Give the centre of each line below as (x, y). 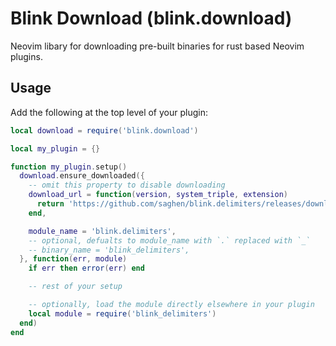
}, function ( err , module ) (73, 259)
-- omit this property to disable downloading (127, 185)
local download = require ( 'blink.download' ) (104, 130)
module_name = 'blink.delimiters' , (102, 231)
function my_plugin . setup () (69, 167)
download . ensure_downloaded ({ (82, 176)
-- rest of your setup (75, 287)
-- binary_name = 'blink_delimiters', (109, 250)
